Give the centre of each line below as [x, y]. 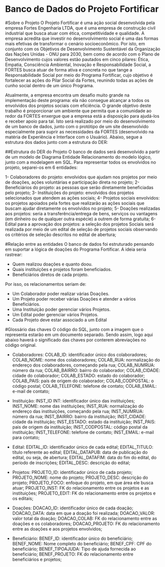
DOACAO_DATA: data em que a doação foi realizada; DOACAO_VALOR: [83, 513]
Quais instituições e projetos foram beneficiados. [62, 269]
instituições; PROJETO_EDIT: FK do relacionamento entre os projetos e [84, 493]
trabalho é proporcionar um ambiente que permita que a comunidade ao [78, 111]
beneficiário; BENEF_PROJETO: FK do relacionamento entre [73, 554]
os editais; [23, 498]
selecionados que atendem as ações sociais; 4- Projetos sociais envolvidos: [82, 198]
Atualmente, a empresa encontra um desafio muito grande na [67, 95]
